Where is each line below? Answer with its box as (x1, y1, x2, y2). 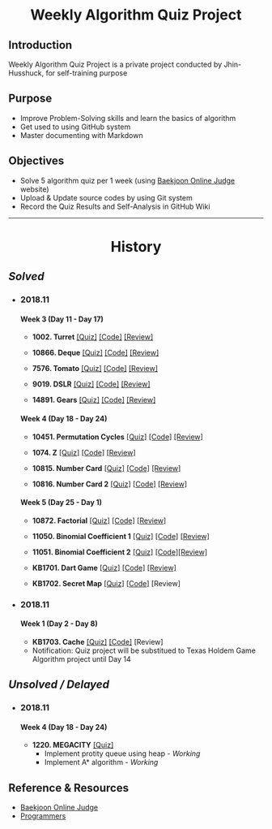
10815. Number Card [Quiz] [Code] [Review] (32, 463, 181, 473)
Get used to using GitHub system (19, 122, 131, 132)
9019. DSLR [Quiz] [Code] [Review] (32, 379, 151, 389)
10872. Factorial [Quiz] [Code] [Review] (32, 516, 167, 525)
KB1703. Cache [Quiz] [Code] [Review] (32, 637, 164, 646)
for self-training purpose (45, 68, 128, 78)
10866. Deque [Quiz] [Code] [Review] (32, 348, 159, 358)
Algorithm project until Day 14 (32, 654, 131, 663)
